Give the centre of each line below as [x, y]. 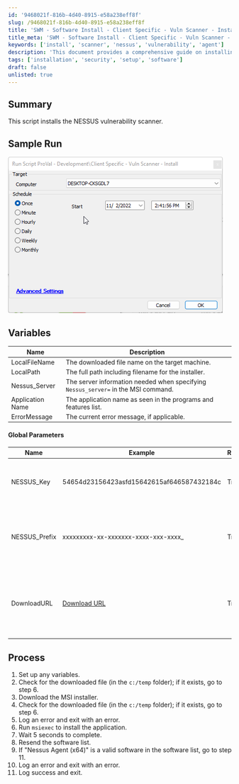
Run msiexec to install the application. [72, 727]
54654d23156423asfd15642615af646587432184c [142, 481]
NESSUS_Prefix [34, 537]
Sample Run [35, 144]
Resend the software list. [55, 743]
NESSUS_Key [30, 481]
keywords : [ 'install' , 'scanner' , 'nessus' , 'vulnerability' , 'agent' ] [116, 45]
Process [27, 657]
